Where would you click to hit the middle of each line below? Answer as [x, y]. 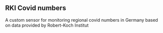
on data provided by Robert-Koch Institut [47, 25]
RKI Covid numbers [36, 8]
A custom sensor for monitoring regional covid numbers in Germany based [81, 20]
